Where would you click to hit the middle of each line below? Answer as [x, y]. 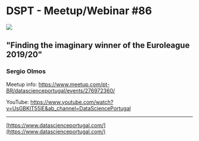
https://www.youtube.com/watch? [72, 102]
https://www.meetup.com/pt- [74, 84]
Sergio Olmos [26, 71]
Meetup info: [22, 84]
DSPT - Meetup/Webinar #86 [79, 11]
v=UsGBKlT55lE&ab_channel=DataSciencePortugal [69, 108]
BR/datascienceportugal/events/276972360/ [61, 90]
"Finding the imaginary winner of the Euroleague [98, 45]
